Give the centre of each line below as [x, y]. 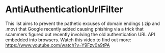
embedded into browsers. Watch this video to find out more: [68, 40]
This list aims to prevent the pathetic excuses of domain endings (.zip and [83, 23]
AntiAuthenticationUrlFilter [64, 9]
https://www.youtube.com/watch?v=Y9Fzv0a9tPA [58, 45]
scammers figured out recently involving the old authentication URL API [80, 34]
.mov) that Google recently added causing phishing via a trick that [75, 29]
